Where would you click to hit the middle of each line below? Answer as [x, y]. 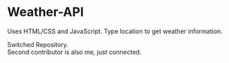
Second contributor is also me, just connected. [74, 52]
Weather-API [45, 12]
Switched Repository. [38, 44]
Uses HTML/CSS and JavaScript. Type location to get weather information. [115, 31]
